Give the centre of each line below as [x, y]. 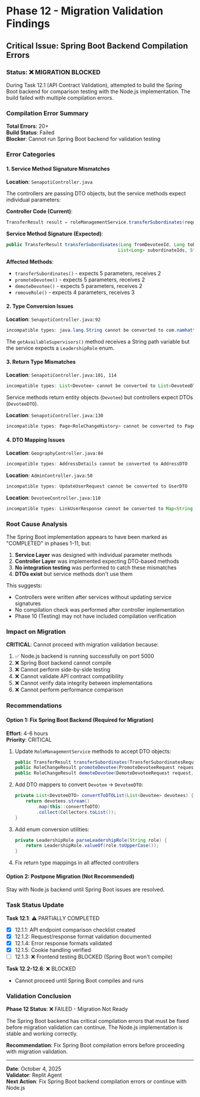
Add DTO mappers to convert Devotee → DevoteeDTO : [79, 785]
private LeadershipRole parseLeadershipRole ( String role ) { [91, 840]
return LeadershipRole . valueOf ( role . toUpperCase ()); [93, 846]
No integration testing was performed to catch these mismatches [96, 568]
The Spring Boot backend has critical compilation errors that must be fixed [98, 1021]
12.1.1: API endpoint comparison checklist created [75, 930]
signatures [28, 603]
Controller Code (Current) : [40, 212]
